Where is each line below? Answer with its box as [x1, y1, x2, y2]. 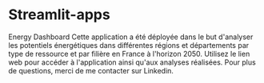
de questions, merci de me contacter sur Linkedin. [8, 65, 174, 75]
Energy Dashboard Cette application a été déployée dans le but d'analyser [8, 32, 254, 41]
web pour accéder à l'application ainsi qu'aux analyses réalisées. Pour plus [8, 57, 256, 67]
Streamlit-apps [8, 6, 110, 24]
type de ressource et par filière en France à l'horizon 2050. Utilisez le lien [8, 49, 250, 58]
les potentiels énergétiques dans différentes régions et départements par [8, 40, 250, 49]
